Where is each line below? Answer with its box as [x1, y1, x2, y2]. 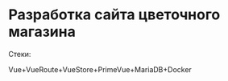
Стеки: [8, 49, 31, 59]
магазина [8, 22, 77, 41]
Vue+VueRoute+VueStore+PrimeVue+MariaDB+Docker [8, 64, 192, 74]
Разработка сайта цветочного [8, 6, 221, 24]
